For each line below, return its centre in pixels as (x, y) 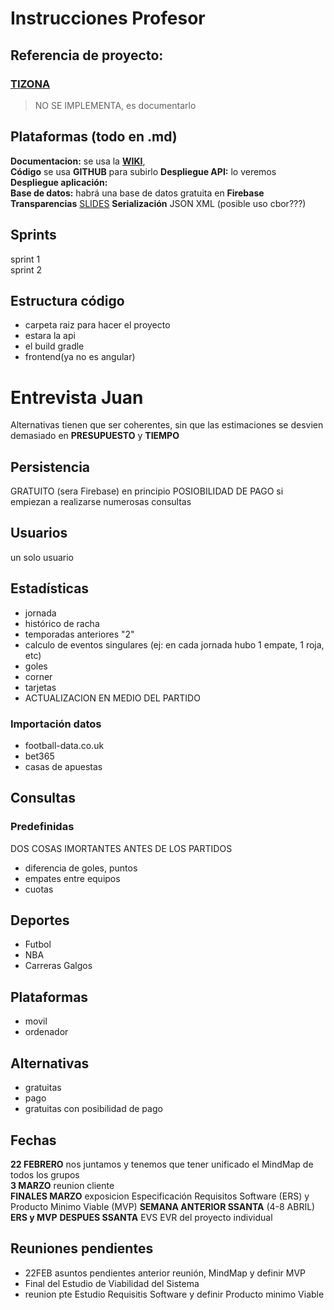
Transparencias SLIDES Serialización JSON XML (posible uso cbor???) (158, 203)
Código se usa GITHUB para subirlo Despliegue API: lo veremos (143, 171)
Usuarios (39, 533)
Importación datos (56, 724)
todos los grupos (45, 1174)
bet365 (39, 756)
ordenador (46, 1032)
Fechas (33, 1140)
